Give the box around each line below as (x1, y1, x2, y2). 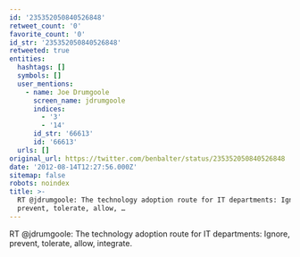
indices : (32, 104, 66, 113)
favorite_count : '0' (9, 29, 87, 38)
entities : (9, 54, 46, 63)
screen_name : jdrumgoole (32, 95, 126, 105)
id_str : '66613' (32, 129, 94, 138)
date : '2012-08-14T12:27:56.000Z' (9, 162, 138, 171)
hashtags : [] (17, 63, 66, 72)
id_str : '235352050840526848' (9, 37, 122, 47)
